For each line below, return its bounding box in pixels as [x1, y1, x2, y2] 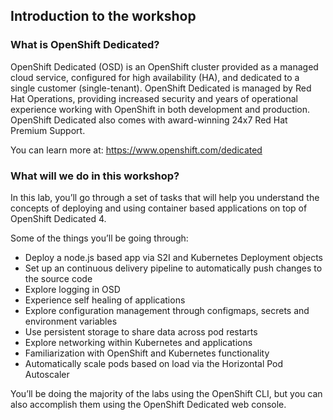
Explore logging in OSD [24, 283, 121, 295]
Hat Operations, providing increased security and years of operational [10, 92, 298, 104]
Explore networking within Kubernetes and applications [24, 336, 253, 348]
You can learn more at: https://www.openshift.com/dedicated [10, 144, 263, 156]
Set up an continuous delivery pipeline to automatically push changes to [24, 262, 323, 274]
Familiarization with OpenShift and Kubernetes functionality [24, 347, 270, 359]
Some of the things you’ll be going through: [10, 232, 189, 244]
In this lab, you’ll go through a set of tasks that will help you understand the [10, 191, 320, 203]
